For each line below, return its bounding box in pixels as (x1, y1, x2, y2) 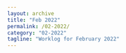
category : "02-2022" (7, 29, 68, 36)
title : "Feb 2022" (7, 17, 61, 23)
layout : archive (7, 10, 54, 17)
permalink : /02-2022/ (7, 23, 70, 30)
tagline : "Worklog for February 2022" (7, 36, 120, 43)
